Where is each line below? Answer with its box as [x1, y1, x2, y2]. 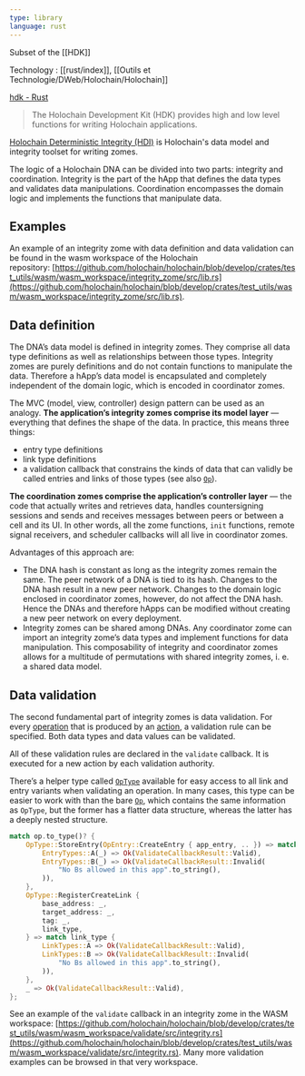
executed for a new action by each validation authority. [9, 757, 215, 768]
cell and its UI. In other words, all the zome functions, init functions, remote [9, 519, 295, 531]
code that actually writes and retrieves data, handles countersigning [9, 500, 264, 511]
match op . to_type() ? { [9, 832, 95, 841]
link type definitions [22, 454, 97, 465]
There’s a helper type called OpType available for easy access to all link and [9, 775, 289, 786]
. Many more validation [178, 1047, 264, 1058]
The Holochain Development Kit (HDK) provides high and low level [31, 109, 280, 120]
